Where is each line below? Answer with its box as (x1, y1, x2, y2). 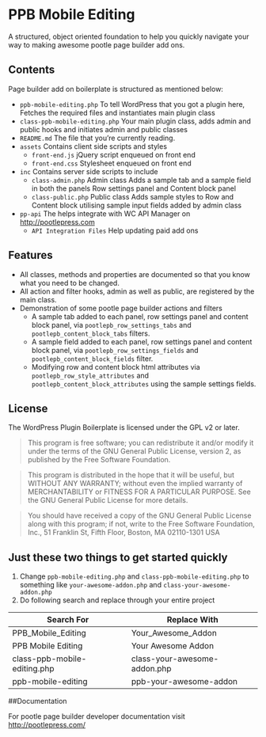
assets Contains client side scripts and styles (19, 141, 168, 151)
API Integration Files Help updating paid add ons (31, 226, 199, 235)
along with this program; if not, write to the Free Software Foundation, (27, 519, 256, 529)
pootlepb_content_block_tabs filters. (31, 329, 150, 338)
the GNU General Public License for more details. (27, 496, 188, 505)
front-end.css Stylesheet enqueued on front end (31, 158, 192, 168)
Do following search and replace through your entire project (19, 595, 215, 605)
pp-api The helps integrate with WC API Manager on (19, 208, 191, 218)
